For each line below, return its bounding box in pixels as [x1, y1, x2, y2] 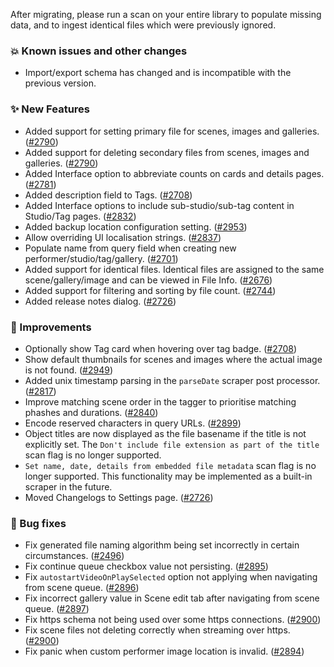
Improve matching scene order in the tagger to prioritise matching [24, 395, 297, 408]
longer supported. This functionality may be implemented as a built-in [24, 470, 313, 482]
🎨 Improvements [10, 320, 92, 334]
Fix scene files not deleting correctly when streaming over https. [24, 624, 291, 636]
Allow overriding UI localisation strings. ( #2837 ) [24, 231, 222, 243]
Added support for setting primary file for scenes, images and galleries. [24, 125, 320, 137]
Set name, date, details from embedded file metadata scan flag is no [24, 459, 317, 471]
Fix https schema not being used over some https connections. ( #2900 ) [24, 614, 322, 626]
